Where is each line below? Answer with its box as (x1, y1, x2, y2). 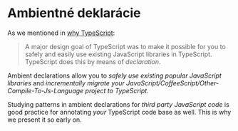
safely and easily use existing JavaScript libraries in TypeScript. (24, 50, 212, 58)
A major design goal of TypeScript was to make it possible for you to (24, 42, 226, 51)
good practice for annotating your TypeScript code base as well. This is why (7, 108, 232, 116)
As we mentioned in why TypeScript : (7, 28, 115, 37)
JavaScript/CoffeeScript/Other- (125, 78, 219, 87)
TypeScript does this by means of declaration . (24, 57, 162, 65)
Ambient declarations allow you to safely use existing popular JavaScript (7, 71, 222, 80)
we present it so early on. (7, 115, 82, 124)
